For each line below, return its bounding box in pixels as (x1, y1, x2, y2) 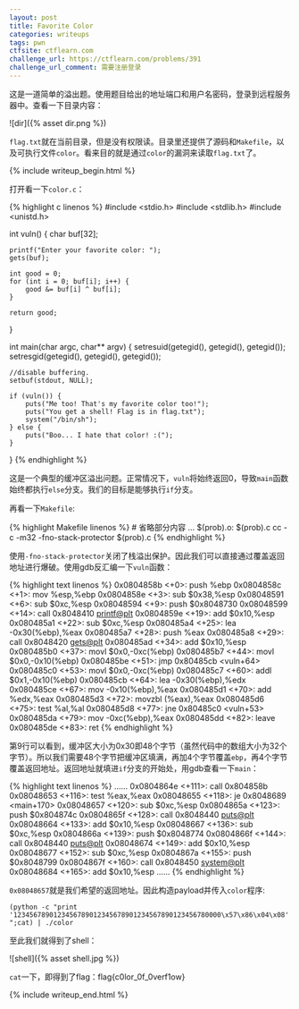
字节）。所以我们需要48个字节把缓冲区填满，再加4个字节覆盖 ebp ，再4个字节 (9, 751, 288, 762)
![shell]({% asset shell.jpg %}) (9, 953, 120, 963)
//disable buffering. (9, 368, 90, 377)
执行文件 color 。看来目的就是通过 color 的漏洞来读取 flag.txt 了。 (24, 147, 262, 157)
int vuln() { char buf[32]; (9, 228, 99, 239)
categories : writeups (9, 30, 90, 38)
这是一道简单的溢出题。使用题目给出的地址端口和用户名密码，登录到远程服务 (9, 89, 291, 99)
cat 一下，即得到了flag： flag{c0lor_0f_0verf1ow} (9, 971, 186, 982)
